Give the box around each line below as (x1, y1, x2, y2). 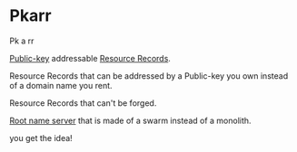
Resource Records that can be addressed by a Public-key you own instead (9, 70, 289, 81)
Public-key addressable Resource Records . (9, 52, 171, 63)
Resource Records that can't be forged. (9, 97, 157, 109)
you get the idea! (9, 132, 73, 143)
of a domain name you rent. (9, 80, 113, 90)
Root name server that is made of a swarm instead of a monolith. (9, 115, 252, 126)
